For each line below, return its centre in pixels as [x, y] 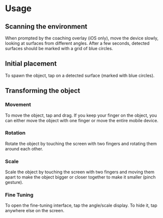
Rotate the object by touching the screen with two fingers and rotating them [81, 144]
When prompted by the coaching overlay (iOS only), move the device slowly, [82, 38]
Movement [18, 105]
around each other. [24, 148]
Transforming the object [43, 91]
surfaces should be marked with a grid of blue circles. [59, 48]
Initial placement [31, 64]
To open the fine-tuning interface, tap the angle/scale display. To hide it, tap [81, 205]
